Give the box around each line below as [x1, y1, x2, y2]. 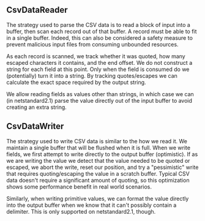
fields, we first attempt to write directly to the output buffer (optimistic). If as [6, 150, 198, 158]
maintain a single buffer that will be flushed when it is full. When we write [6, 144, 191, 151]
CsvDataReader [6, 5, 69, 15]
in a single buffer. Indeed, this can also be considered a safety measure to [6, 34, 193, 42]
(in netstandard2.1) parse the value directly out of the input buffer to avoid [6, 97, 193, 104]
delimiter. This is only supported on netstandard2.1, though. [6, 208, 156, 215]
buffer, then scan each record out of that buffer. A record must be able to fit [6, 28, 197, 35]
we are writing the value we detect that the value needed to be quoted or [6, 157, 190, 164]
